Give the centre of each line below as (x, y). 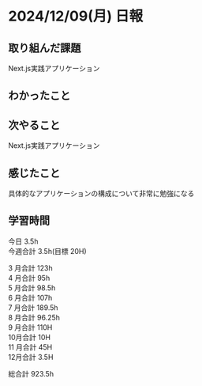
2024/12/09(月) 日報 (76, 16)
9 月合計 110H (30, 327)
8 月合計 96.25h (34, 317)
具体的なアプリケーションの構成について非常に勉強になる (101, 194)
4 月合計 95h (29, 278)
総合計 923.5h (31, 373)
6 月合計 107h (30, 297)
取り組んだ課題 (45, 48)
